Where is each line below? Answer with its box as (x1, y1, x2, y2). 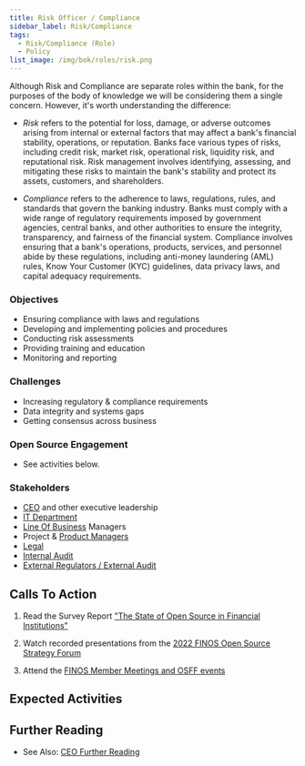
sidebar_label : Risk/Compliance (9, 22, 132, 31)
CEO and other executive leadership (22, 502, 158, 513)
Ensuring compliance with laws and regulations (22, 314, 200, 325)
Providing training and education (22, 343, 146, 354)
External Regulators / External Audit (22, 560, 157, 571)
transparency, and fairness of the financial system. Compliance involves (22, 232, 293, 242)
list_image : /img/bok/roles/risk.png (9, 55, 153, 65)
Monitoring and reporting (22, 352, 117, 364)
